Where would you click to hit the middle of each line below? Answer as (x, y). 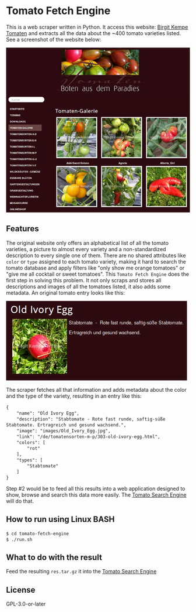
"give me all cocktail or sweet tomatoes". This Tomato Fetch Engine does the (98, 274)
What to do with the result (54, 557)
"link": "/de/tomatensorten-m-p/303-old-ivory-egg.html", (88, 437)
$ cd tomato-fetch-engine (37, 534)
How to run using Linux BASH (60, 519)
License (21, 590)
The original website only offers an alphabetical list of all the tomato (87, 243)
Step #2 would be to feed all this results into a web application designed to (96, 488)
